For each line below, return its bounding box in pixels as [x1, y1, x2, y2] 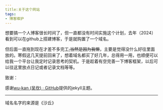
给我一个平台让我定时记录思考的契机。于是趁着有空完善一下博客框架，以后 [5, 59, 154, 64]
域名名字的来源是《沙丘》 [5, 100, 56, 106]
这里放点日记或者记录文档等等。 [13, 64, 78, 70]
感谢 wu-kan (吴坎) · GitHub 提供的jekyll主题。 [5, 85, 95, 91]
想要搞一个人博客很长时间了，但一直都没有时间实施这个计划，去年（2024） [5, 30, 156, 36]
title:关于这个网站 [5, 7, 40, 12]
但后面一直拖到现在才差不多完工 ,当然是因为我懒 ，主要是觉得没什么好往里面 [5, 47, 155, 52]
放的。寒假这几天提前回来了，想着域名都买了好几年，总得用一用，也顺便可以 [5, 52, 158, 58]
